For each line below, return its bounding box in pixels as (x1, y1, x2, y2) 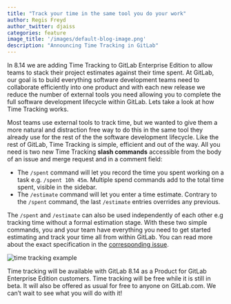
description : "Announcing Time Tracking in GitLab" (7, 42, 159, 49)
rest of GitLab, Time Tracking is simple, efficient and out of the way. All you (7, 141, 221, 148)
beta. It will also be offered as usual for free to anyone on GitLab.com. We (7, 282, 217, 290)
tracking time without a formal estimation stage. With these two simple (7, 219, 208, 226)
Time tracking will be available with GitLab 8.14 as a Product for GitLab (7, 267, 207, 275)
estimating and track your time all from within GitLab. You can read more (7, 233, 213, 241)
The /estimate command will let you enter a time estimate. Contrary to (17, 190, 217, 199)
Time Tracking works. (7, 105, 69, 113)
